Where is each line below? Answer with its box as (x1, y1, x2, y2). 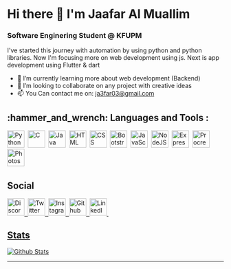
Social (7, 180, 34, 191)
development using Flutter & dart (7, 61, 100, 69)
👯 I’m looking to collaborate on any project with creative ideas (16, 82, 192, 90)
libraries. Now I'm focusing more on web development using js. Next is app (7, 54, 220, 62)
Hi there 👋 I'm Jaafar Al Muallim (7, 6, 190, 22)
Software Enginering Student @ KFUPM (7, 31, 142, 41)
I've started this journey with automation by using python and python (7, 46, 202, 54)
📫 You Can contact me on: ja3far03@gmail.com (16, 89, 155, 98)
